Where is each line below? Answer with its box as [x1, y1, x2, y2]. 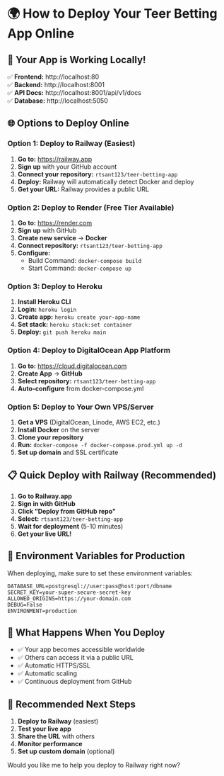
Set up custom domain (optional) [17, 747, 115, 755]
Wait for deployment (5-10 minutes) [17, 522, 124, 530]
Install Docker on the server [17, 425, 100, 434]
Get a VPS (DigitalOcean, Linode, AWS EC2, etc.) [17, 417, 160, 426]
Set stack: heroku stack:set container [17, 320, 133, 329]
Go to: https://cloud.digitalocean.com [17, 361, 127, 370]
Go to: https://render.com [17, 218, 93, 227]
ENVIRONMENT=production [7, 607, 78, 614]
